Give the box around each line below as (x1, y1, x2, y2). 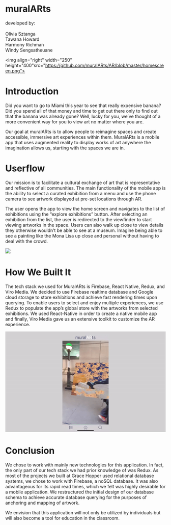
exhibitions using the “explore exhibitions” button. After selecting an (5, 211, 148, 217)
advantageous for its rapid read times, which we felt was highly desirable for (5, 483, 166, 489)
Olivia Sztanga (5, 31, 36, 37)
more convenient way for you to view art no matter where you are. (5, 118, 144, 125)
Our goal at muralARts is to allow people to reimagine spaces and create (5, 128, 157, 135)
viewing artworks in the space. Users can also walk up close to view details (5, 222, 164, 228)
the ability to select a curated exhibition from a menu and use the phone (5, 190, 156, 196)
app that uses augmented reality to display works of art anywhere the (5, 139, 151, 145)
